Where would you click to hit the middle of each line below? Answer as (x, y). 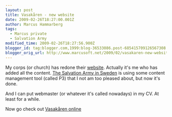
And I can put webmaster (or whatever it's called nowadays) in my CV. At (82, 93)
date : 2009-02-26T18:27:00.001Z (40, 19)
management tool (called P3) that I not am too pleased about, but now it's (83, 78)
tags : (11, 29)
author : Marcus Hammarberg (34, 24)
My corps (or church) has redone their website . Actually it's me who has (81, 67)
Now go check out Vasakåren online (44, 109)
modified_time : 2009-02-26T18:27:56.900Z (50, 43)
